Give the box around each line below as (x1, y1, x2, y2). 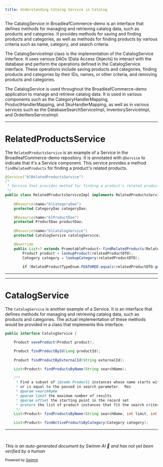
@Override (14, 242, 34, 246)
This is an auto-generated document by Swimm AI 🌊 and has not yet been (5, 443, 154, 449)
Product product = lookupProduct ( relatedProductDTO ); (22, 251, 133, 256)
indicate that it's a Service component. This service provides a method (5, 160, 147, 166)
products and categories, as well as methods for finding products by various (5, 36, 158, 42)
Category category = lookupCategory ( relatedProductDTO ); (22, 255, 140, 261)
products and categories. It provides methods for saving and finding (5, 31, 142, 37)
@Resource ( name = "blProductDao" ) (14, 215, 79, 220)
